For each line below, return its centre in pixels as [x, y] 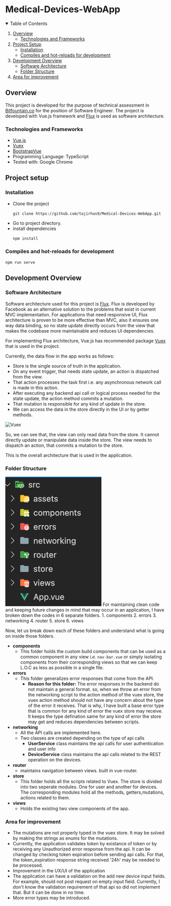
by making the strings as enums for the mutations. [65, 838]
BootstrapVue [27, 151]
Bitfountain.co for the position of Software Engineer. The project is [75, 110]
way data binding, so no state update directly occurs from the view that [80, 325]
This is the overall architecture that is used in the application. [69, 455]
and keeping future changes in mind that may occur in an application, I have [85, 610]
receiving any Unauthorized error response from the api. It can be [82, 849]
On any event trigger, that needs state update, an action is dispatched [86, 371]
